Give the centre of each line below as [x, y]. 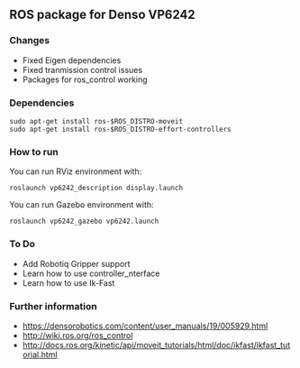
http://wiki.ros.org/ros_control [77, 335]
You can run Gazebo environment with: [82, 205]
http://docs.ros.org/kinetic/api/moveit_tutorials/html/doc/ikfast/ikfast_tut [156, 345]
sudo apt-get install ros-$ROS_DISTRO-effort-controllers [120, 129]
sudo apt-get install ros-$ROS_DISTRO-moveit [96, 121]
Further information [53, 306]
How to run [34, 152]
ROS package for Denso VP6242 [102, 15]
